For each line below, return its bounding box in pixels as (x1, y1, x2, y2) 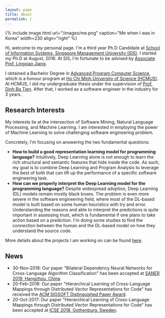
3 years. (5, 91, 22, 97)
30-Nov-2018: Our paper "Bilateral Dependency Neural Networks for (12, 265, 153, 271)
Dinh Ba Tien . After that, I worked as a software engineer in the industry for (5, 86, 159, 92)
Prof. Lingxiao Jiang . (5, 61, 47, 67)
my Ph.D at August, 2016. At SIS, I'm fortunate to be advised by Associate (5, 56, 155, 62)
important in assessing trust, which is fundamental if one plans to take (12, 212, 156, 218)
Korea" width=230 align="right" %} (5, 35, 78, 41)
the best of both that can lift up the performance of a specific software (12, 170, 157, 176)
